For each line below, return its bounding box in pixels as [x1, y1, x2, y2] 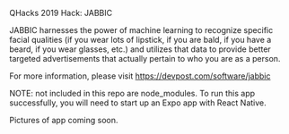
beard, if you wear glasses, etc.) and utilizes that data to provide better [9, 44, 271, 54]
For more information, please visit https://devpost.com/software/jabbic [9, 71, 271, 81]
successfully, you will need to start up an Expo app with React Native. [9, 97, 267, 108]
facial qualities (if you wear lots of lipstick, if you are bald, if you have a [9, 35, 272, 45]
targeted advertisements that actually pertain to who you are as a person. [9, 54, 281, 63]
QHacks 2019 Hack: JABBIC [9, 8, 113, 18]
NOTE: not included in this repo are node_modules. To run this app [9, 88, 256, 98]
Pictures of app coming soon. [9, 115, 118, 125]
